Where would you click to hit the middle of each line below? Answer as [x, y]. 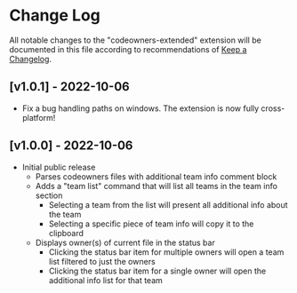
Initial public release [59, 167]
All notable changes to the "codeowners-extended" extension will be [136, 40]
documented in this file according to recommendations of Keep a [128, 49]
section [49, 195]
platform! [39, 117]
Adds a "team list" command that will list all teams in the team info [157, 186]
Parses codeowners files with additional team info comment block [156, 176]
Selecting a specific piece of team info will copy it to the [151, 224]
